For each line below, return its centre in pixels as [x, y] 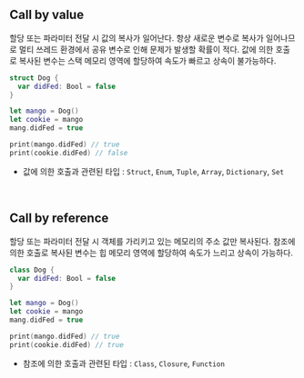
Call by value [47, 15]
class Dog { [32, 270]
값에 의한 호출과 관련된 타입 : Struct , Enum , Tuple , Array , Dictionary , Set [153, 171]
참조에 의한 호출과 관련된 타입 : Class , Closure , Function [124, 363]
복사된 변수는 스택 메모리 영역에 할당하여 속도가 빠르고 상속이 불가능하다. [147, 60]
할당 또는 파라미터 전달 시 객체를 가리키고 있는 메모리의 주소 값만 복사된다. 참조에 [152, 241]
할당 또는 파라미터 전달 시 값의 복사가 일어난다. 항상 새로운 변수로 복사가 [137, 38]
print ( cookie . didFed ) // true [67, 344]
